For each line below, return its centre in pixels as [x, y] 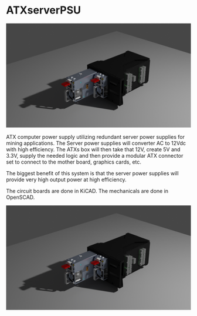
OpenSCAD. [21, 197]
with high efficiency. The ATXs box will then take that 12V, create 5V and [93, 149]
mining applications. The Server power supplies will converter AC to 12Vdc [96, 143]
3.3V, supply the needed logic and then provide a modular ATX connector [95, 156]
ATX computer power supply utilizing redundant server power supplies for [95, 137]
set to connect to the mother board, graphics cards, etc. [74, 162]
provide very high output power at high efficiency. [67, 179]
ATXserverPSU [43, 10]
